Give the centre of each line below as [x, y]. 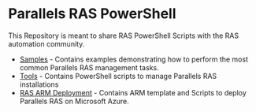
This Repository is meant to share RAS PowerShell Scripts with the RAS [124, 35]
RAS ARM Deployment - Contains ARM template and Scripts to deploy [133, 92]
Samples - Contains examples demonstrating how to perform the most [134, 59]
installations [39, 84]
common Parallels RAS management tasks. [89, 67]
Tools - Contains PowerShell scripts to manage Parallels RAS [118, 76]
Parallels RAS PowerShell [92, 14]
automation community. [46, 43]
